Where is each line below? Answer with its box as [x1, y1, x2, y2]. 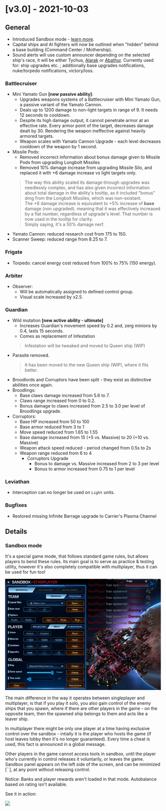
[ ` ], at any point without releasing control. [5, 767, 90, 772]
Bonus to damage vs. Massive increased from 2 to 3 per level [34, 461, 160, 467]
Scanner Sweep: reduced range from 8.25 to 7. [12, 236, 108, 243]
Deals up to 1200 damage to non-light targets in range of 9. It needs [19, 107, 158, 113]
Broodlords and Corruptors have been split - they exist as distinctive [12, 377, 152, 383]
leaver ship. [5, 716, 29, 722]
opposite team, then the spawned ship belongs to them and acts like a [5, 710, 148, 717]
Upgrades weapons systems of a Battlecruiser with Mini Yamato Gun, [19, 96, 161, 102]
